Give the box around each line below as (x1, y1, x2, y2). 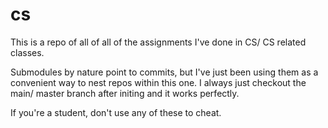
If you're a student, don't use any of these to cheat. (10, 106, 222, 118)
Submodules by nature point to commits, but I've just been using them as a (10, 66, 319, 78)
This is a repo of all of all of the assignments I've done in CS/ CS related (10, 36, 307, 48)
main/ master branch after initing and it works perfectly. (10, 87, 240, 99)
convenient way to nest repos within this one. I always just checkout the (10, 76, 307, 88)
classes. (10, 46, 45, 58)
